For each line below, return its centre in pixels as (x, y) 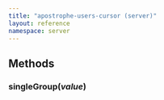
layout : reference (39, 23)
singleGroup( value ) (47, 86)
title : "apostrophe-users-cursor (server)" (83, 16)
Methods (32, 63)
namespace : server (39, 31)
